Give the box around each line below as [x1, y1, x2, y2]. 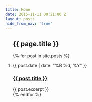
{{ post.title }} [12, 75, 48, 82]
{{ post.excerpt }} [12, 86, 49, 92]
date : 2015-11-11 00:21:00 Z [5, 12, 66, 17]
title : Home [5, 7, 30, 12]
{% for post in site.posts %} [12, 53, 70, 59]
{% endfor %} [12, 92, 42, 98]
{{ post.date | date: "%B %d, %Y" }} [12, 63, 87, 69]
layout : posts [5, 16, 35, 21]
